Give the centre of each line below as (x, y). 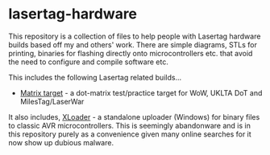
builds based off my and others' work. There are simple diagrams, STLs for (133, 44)
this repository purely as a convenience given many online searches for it (130, 134)
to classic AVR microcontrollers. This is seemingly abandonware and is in (130, 125)
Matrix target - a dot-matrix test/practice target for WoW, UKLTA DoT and (141, 92)
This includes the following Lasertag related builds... (95, 77)
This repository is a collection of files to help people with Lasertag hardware (135, 36)
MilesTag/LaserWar (52, 101)
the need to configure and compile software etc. (89, 62)
